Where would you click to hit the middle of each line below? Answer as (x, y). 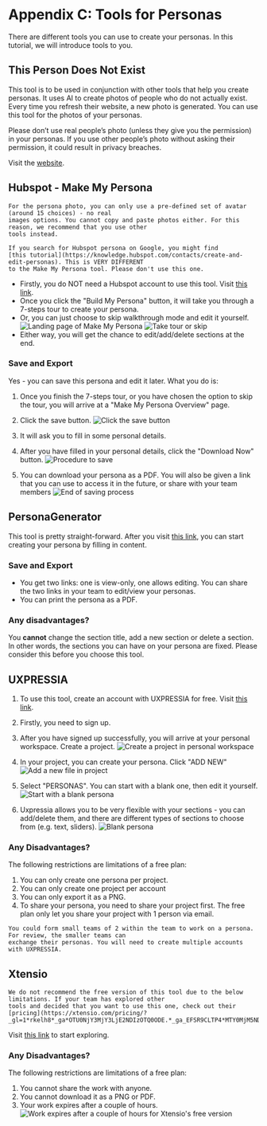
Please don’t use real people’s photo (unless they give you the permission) (130, 130)
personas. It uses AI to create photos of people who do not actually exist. (128, 98)
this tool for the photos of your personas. (75, 115)
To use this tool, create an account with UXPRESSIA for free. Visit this (133, 699)
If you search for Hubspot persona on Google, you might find (113, 248)
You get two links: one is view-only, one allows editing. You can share (133, 583)
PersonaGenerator (55, 517)
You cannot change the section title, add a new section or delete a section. (131, 638)
